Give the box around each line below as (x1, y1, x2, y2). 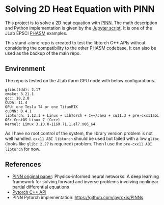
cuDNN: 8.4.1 (5, 108, 32, 114)
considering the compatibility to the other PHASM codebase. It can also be (5, 45, 156, 51)
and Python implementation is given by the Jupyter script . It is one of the (5, 25, 152, 31)
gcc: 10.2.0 (5, 96, 29, 101)
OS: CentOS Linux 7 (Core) (5, 117, 60, 122)
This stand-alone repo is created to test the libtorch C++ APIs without (5, 39, 146, 45)
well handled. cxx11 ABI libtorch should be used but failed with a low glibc (5, 136, 160, 141)
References (5, 160, 41, 169)
